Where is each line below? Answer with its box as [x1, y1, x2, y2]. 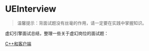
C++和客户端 [5, 40, 31, 47]
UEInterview [5, 3, 57, 15]
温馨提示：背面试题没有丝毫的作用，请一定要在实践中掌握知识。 [17, 20, 147, 26]
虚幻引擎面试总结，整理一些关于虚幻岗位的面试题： [5, 30, 109, 36]
